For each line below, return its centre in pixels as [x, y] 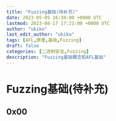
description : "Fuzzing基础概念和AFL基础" [56, 57]
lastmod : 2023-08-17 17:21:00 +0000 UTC [58, 23]
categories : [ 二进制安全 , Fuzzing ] [48, 52]
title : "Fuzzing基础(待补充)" [42, 12]
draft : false [23, 46]
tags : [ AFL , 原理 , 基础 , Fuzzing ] [44, 40]
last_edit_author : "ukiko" [40, 35]
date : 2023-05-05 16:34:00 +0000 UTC [54, 18]
